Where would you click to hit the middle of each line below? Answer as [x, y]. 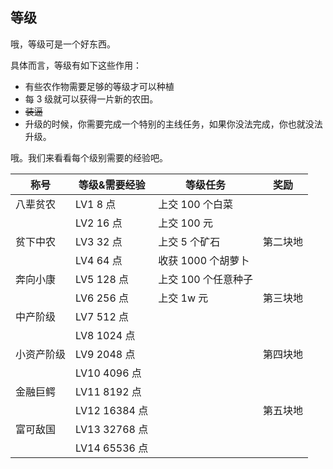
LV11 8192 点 [108, 391]
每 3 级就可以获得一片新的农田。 [91, 99]
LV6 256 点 [102, 298]
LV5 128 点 [102, 279]
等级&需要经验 [112, 185]
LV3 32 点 [99, 241]
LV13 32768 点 [112, 429]
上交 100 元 [185, 223]
